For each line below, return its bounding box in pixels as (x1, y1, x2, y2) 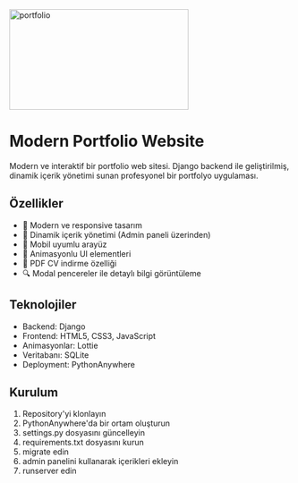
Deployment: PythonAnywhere (21, 359, 136, 369)
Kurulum (9, 385, 59, 400)
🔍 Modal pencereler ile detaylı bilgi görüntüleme (21, 267, 201, 278)
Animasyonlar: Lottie (21, 340, 98, 351)
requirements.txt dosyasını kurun (21, 437, 145, 448)
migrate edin (21, 446, 70, 457)
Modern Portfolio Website (9, 131, 205, 151)
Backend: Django (21, 321, 86, 332)
